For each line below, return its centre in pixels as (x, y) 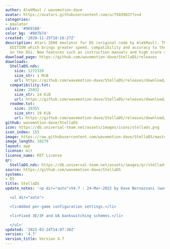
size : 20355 (27, 109)
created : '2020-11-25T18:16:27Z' (40, 38)
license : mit (19, 151)
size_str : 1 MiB (32, 76)
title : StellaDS (22, 184)
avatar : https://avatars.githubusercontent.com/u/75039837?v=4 (73, 15)
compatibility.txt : (30, 85)
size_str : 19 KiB (33, 113)
